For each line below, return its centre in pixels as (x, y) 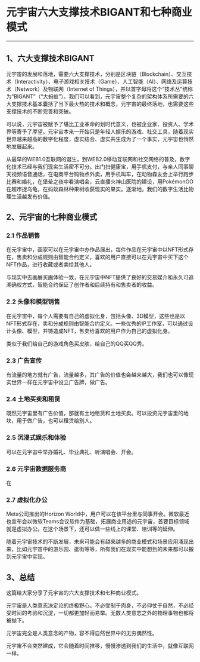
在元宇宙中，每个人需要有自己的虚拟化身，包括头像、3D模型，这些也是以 (96, 316)
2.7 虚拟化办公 (27, 499)
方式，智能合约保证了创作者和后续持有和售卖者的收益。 (90, 285)
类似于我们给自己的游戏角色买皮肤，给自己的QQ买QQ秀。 (77, 344)
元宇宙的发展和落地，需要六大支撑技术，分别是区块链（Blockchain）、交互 (97, 74)
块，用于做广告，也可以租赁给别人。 (51, 421)
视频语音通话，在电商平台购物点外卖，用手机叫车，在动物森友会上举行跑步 (102, 174)
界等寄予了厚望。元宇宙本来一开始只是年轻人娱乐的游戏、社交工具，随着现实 (100, 131)
